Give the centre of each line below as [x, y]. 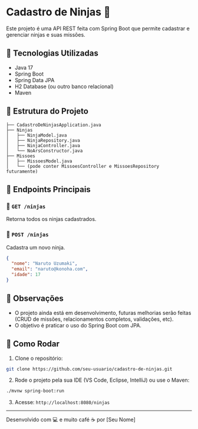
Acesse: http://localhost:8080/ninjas [62, 402]
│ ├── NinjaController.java [43, 145]
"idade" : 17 [26, 275]
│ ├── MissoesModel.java [39, 161]
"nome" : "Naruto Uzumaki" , [44, 264]
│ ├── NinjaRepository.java [43, 140]
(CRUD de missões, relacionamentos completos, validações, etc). [94, 319]
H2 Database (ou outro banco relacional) [64, 86]
